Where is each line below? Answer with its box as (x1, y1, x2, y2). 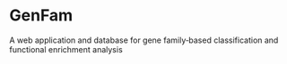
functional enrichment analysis (9, 44, 123, 54)
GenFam (9, 5, 74, 26)
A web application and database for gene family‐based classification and (9, 35, 279, 45)
